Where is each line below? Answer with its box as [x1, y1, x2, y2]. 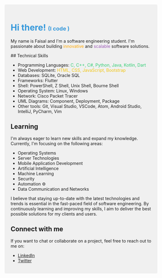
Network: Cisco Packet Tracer [17, 93, 78, 98]
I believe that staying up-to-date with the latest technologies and [11, 196, 140, 201]
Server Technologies [17, 155, 59, 161]
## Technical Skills [11, 52, 49, 58]
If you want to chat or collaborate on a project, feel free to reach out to [11, 238, 151, 244]
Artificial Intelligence [17, 165, 59, 171]
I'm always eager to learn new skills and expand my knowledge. [11, 135, 138, 141]
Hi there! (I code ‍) [11, 22, 70, 33]
